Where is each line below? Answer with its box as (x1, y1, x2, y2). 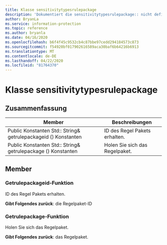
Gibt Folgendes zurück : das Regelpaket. (5, 234, 88, 240)
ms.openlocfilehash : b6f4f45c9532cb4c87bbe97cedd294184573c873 (5, 40, 139, 45)
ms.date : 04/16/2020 (5, 35, 48, 40)
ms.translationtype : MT (5, 49, 55, 54)
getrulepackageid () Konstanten (7, 133, 82, 140)
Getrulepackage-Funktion (5, 213, 69, 220)
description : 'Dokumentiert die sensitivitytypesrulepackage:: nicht (5, 12, 153, 17)
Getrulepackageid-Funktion (5, 180, 74, 187)
